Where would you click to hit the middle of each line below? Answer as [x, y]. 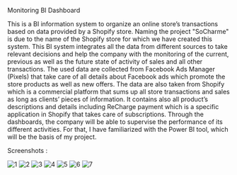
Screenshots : [28, 151]
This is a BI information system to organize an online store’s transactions [112, 24]
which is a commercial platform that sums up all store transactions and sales [118, 92]
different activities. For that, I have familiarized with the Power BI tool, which [118, 129]
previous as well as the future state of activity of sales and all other [105, 62]
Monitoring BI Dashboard [44, 10]
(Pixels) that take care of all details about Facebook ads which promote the [116, 77]
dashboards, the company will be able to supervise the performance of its [115, 122]
